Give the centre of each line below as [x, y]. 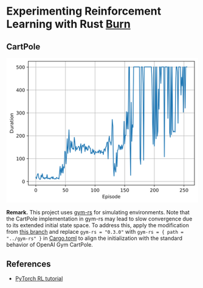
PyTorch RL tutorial [39, 279]
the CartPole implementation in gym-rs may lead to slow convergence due [99, 219]
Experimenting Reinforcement [84, 11]
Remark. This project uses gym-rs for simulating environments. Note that [98, 212]
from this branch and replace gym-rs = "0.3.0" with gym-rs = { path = [95, 232]
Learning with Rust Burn [68, 24]
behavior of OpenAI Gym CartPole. [50, 245]
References [29, 264]
